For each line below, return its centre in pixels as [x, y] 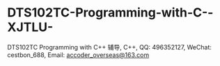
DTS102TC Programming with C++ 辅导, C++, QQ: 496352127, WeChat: [110, 47]
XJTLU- [30, 27]
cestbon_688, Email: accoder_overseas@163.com [78, 55]
